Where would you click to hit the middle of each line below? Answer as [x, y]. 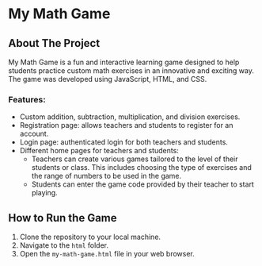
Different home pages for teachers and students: [99, 151]
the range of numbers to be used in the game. [106, 176]
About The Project [54, 43]
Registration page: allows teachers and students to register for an [126, 125]
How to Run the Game [63, 218]
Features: [27, 99]
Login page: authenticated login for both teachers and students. [123, 142]
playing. [44, 193]
